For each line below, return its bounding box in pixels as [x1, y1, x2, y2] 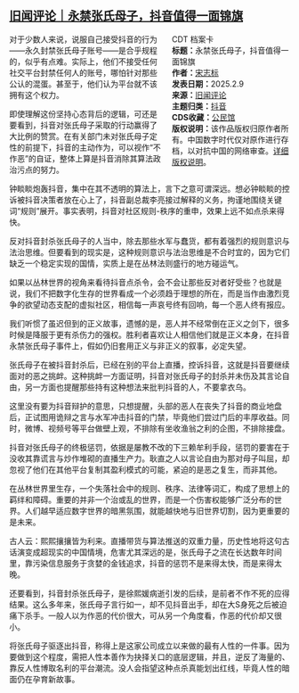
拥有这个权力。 [9, 89, 64, 100]
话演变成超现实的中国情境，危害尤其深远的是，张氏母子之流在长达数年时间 [9, 547, 282, 557]
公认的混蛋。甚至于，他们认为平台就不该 [9, 78, 158, 89]
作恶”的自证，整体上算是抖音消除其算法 [9, 153, 154, 163]
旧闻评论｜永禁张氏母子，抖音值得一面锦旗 [9, 8, 243, 24]
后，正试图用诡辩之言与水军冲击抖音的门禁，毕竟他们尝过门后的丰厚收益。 [9, 411, 282, 422]
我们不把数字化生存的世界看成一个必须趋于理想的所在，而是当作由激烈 [24, 288, 282, 299]
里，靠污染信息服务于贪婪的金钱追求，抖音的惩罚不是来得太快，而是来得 [9, 557, 274, 568]
